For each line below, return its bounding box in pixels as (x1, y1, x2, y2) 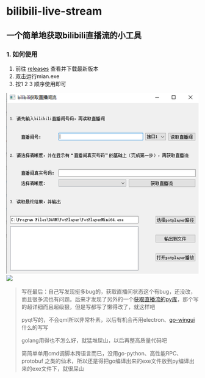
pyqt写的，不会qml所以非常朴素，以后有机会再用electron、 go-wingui (21, 316, 195, 323)
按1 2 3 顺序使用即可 (15, 80, 67, 87)
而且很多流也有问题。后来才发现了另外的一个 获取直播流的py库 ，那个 (21, 296, 193, 303)
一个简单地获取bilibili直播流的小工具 (6, 30, 142, 40)
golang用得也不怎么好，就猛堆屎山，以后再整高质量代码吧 (21, 337, 167, 344)
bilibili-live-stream (6, 4, 103, 18)
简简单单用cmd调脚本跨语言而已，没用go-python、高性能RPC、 (21, 350, 182, 357)
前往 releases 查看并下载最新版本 (15, 65, 99, 72)
